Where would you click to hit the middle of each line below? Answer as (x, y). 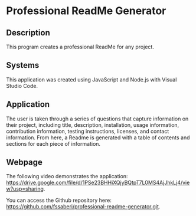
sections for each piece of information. (53, 143)
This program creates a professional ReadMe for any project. (80, 47)
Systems (23, 65)
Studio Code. (22, 86)
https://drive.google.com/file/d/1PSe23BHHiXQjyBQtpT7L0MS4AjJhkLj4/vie (98, 183)
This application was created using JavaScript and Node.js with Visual (92, 79)
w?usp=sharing (25, 189)
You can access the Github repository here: (59, 200)
